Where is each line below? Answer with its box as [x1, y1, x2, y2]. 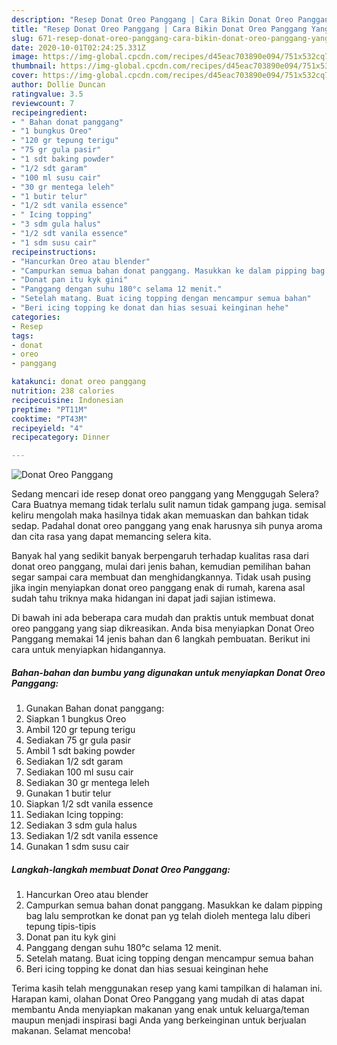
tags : [11, 331, 34, 341]
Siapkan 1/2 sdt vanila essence [25, 798, 154, 810]
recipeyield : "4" [11, 423, 84, 433]
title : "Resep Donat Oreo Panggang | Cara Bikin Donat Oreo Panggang [11, 24, 308, 34]
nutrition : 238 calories [11, 386, 115, 396]
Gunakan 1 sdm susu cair [25, 841, 130, 853]
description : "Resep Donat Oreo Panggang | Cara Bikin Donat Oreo [11, 14, 294, 25]
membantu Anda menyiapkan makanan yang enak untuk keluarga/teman [11, 1004, 310, 1016]
